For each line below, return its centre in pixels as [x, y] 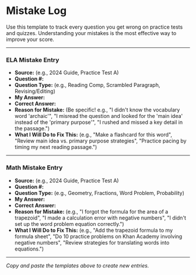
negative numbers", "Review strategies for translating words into [92, 242]
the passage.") [32, 128]
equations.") [29, 249]
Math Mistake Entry [34, 168]
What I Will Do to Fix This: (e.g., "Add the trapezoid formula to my [94, 230]
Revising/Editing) [35, 91]
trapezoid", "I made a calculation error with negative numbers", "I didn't [100, 218]
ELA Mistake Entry [33, 60]
